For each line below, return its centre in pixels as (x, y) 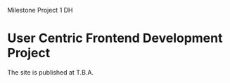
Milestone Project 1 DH (40, 10)
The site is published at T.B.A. (50, 72)
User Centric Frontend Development (115, 38)
